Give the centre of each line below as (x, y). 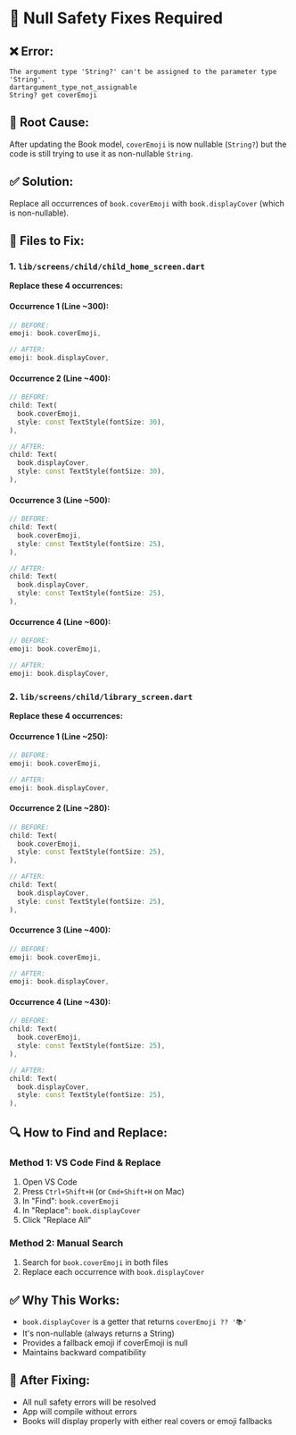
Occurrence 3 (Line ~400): (60, 930)
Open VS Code (49, 1182)
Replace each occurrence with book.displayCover (113, 1272)
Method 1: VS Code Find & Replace (85, 1162)
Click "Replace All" (57, 1220)
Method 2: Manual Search (66, 1243)
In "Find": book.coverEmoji (70, 1201)
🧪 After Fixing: (50, 1380)
